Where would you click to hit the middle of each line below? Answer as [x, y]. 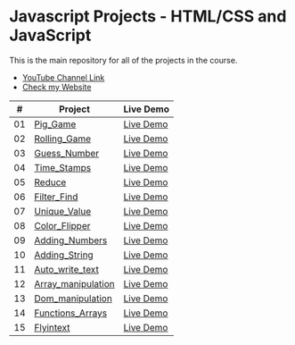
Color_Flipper [62, 225]
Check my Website [57, 87]
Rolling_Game [63, 139]
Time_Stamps [63, 167]
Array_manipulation [74, 283]
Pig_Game [55, 124]
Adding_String [64, 255]
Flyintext [52, 327]
